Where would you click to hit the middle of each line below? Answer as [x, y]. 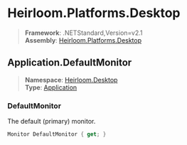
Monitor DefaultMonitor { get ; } [57, 134]
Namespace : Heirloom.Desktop [71, 80]
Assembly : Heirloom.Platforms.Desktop [83, 40]
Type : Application [51, 87]
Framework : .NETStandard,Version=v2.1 [84, 33]
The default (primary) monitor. [52, 122]
